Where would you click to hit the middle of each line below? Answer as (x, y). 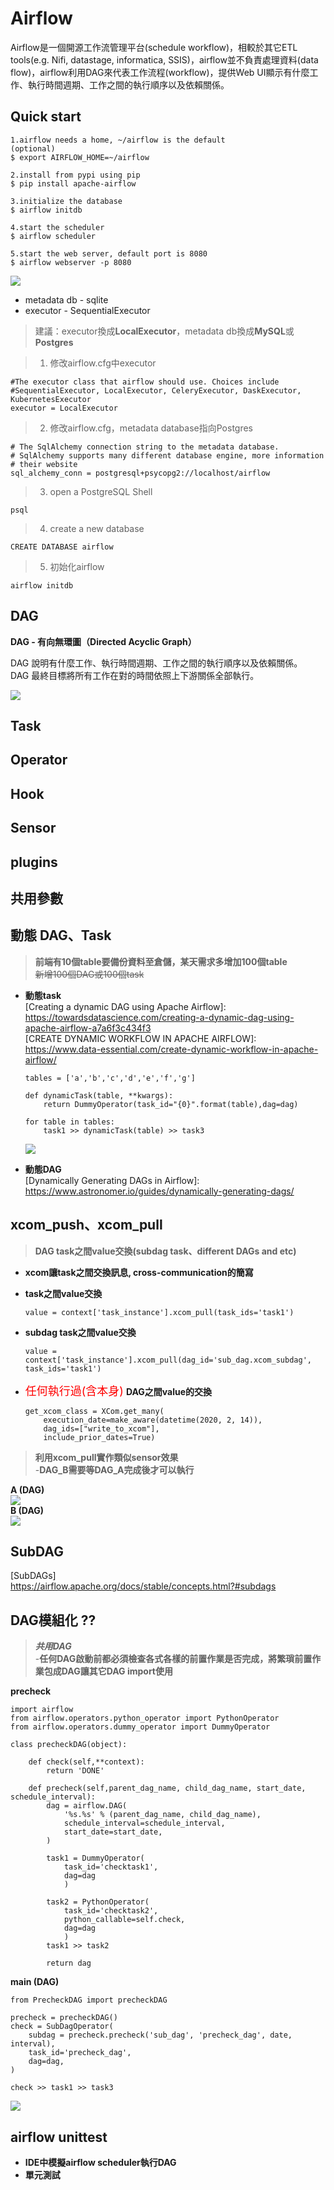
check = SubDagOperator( (62, 2027)
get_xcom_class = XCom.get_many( (94, 1411)
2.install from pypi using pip (75, 175)
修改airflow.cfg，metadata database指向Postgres (151, 428)
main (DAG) (35, 1982)
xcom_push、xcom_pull (86, 1225)
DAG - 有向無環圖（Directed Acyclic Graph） (103, 641)
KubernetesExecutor (51, 399)
